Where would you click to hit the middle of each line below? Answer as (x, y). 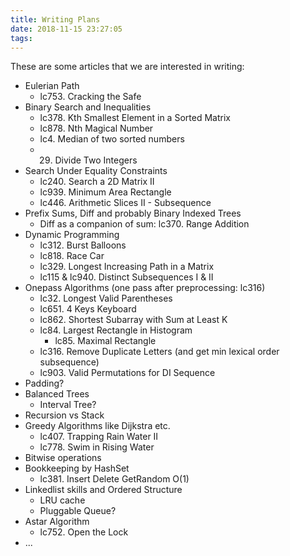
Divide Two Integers (96, 160)
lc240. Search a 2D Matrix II (97, 182)
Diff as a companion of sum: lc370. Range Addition (144, 224)
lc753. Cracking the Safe (90, 97)
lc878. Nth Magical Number (96, 128)
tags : (21, 38)
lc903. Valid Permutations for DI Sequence (127, 373)
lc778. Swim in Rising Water (97, 447)
